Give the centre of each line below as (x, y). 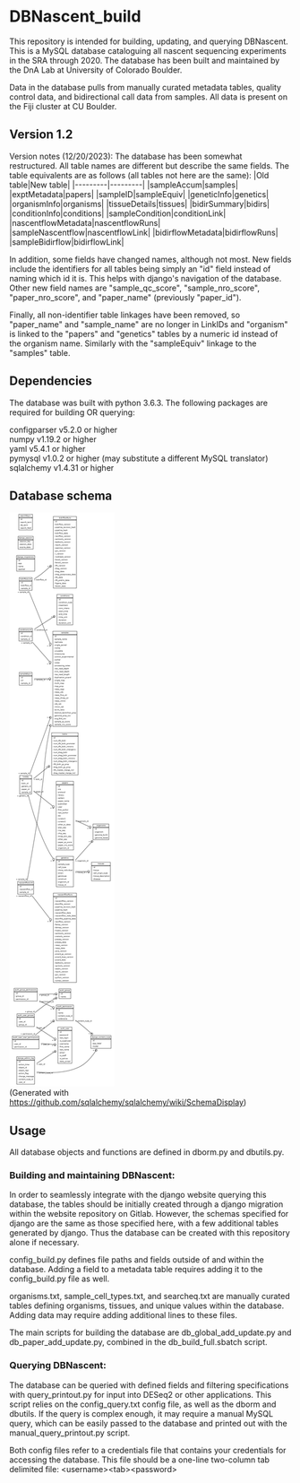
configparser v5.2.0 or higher (64, 429)
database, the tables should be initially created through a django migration (146, 1204)
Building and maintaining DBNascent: (92, 1175)
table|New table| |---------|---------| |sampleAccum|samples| (124, 185)
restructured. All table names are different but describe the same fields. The (149, 165)
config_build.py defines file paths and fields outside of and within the (137, 1260)
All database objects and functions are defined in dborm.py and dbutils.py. (147, 1152)
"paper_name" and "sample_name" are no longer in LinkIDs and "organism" (149, 324)
